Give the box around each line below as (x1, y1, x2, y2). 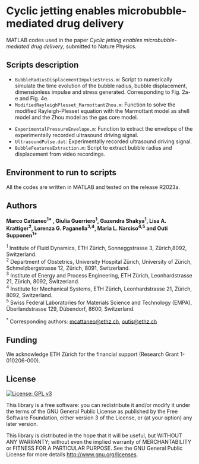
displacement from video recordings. (14, 150, 106, 157)
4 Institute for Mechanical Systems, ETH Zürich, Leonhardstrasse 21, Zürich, (6, 284, 192, 292)
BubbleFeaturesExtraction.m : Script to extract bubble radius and (14, 144, 172, 151)
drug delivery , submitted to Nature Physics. (30, 43, 137, 50)
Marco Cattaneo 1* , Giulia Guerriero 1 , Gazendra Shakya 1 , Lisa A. (6, 216, 166, 225)
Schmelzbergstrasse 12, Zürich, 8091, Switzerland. (6, 264, 131, 272)
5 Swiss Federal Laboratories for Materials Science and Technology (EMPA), (6, 298, 192, 306)
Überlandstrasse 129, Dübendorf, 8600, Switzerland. (6, 305, 135, 313)
